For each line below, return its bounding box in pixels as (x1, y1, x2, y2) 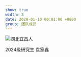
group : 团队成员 (5, 21, 37, 27)
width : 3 (5, 12, 24, 17)
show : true (5, 7, 29, 13)
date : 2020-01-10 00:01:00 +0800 (5, 17, 76, 22)
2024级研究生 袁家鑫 (5, 46, 49, 53)
